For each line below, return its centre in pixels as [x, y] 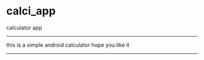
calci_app [31, 11]
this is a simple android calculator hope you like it [68, 45]
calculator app [24, 28]
